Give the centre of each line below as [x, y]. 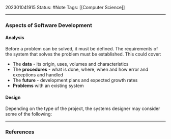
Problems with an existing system [48, 86]
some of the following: [29, 114]
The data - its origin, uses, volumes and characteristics [70, 64]
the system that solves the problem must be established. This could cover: [83, 54]
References [20, 132]
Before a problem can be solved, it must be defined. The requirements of [82, 49]
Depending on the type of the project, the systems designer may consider [83, 108]
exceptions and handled [38, 75]
